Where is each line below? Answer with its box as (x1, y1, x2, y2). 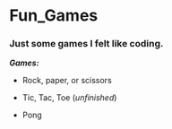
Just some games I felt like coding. (9, 38, 164, 50)
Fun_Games (9, 5, 99, 26)
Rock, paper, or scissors (21, 75, 112, 86)
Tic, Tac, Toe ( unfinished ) (21, 92, 117, 103)
